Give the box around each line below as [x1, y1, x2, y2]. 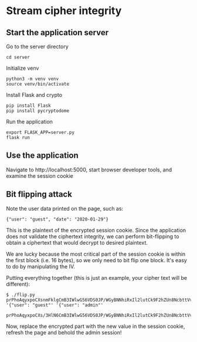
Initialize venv [6, 65, 39, 72]
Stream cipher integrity [6, 4, 122, 18]
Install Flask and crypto [6, 92, 63, 98]
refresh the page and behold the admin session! [6, 329, 122, 336]
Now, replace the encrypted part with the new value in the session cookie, [6, 323, 185, 330]
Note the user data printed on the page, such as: [6, 205, 124, 212]
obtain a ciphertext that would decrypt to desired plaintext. [6, 239, 148, 246]
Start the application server [6, 28, 109, 38]
